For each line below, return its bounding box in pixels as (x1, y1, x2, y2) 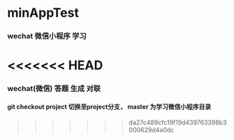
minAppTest (7, 5, 79, 21)
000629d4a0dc (129, 126, 175, 134)
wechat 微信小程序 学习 (7, 31, 87, 41)
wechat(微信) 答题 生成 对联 (7, 84, 101, 94)
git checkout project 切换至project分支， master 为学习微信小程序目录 (7, 102, 212, 111)
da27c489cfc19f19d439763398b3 (129, 118, 227, 127)
